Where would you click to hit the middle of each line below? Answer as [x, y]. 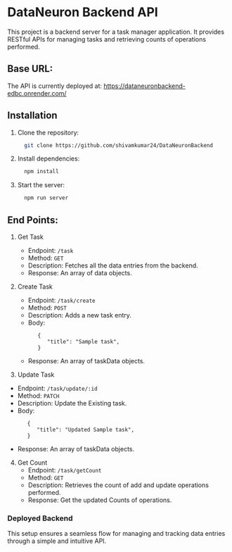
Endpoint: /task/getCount [65, 470]
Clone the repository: [48, 132]
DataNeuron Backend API [83, 12]
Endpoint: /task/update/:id [57, 388]
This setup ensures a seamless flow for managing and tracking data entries [116, 534]
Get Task [30, 237]
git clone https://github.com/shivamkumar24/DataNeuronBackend [118, 145]
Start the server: [41, 185]
